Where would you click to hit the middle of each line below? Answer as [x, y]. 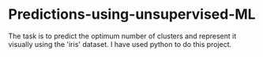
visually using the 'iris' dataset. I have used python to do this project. [120, 44]
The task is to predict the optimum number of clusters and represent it [122, 36]
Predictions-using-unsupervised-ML [132, 14]
